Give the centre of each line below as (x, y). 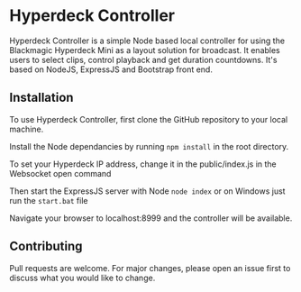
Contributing (46, 246)
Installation (41, 98)
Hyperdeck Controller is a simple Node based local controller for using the (147, 41)
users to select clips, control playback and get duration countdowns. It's (143, 59)
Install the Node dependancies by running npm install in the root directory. (149, 146)
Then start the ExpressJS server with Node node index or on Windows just (147, 191)
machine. (27, 129)
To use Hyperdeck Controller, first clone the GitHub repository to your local (149, 119)
